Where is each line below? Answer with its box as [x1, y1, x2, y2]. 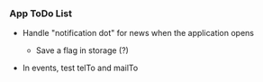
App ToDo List [9, 7, 72, 20]
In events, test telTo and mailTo [22, 62, 139, 74]
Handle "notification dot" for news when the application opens [22, 28, 255, 39]
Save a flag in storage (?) [35, 45, 129, 56]
